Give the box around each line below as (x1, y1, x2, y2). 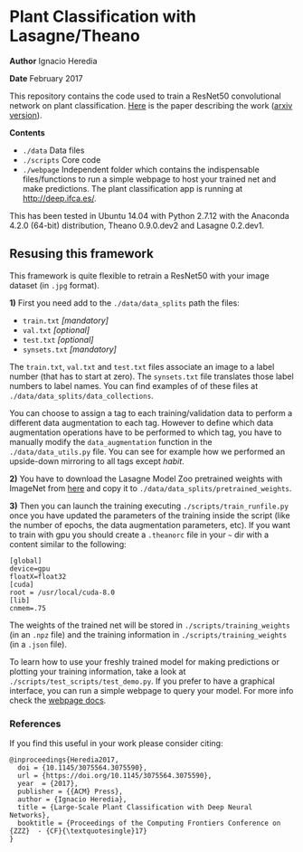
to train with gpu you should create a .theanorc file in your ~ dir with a (9, 529, 270, 540)
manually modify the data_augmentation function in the (9, 436, 213, 447)
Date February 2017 (9, 72, 83, 83)
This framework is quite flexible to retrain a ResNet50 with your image (9, 270, 270, 281)
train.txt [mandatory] (22, 315, 109, 326)
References (9, 717, 62, 730)
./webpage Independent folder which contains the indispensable (22, 164, 260, 175)
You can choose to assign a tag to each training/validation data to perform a (9, 407, 293, 418)
